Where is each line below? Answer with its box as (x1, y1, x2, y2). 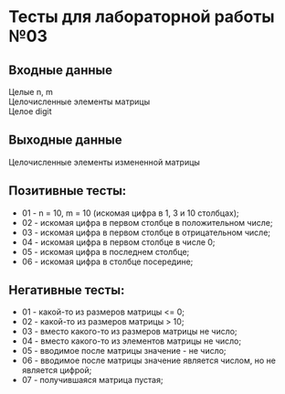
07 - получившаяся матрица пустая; (21, 375, 164, 386)
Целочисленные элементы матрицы (8, 96, 151, 107)
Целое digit (8, 106, 52, 116)
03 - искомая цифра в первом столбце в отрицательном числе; (21, 227, 271, 238)
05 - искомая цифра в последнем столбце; (21, 246, 190, 257)
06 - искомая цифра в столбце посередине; (21, 256, 194, 267)
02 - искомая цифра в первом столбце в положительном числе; (21, 217, 273, 228)
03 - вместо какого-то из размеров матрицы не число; (21, 326, 238, 337)
